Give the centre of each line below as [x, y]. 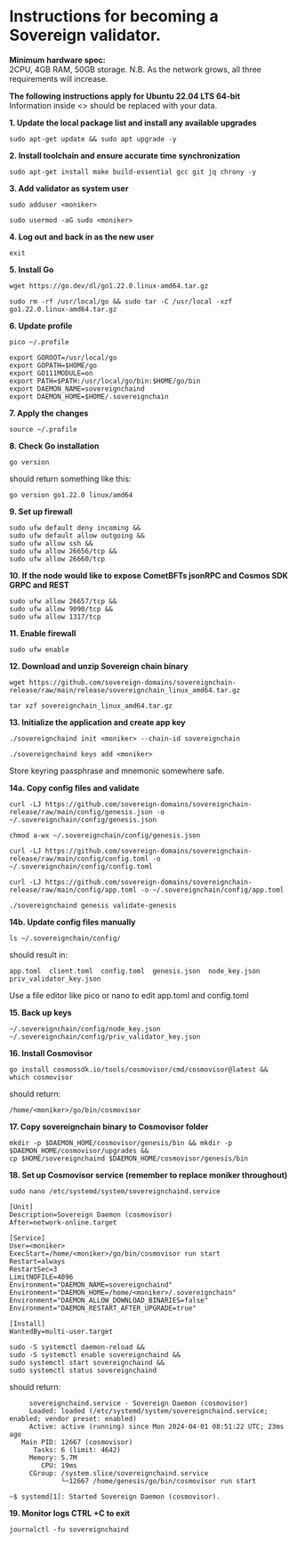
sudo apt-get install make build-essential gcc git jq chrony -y [132, 172]
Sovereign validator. [85, 35]
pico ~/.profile [39, 342]
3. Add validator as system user [69, 188]
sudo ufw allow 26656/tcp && [63, 551]
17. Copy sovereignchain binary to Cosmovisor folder [109, 1127]
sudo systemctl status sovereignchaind [83, 1370]
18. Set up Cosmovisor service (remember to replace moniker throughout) [148, 1175]
